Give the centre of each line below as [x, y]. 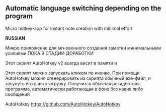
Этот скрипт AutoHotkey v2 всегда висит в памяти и [61, 63]
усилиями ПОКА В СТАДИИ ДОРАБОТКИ [50, 53]
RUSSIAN [15, 38]
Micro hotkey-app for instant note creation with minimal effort [69, 28]
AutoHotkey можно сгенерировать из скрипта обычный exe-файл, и [78, 78]
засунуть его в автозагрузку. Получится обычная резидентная [72, 83]
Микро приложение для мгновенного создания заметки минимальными [83, 48]
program [19, 16]
